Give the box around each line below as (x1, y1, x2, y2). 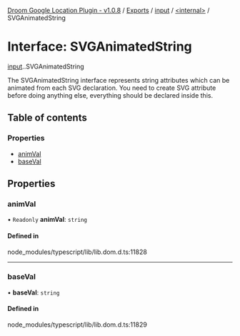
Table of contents (7, 112, 87, 124)
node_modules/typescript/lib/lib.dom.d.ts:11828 (7, 248, 148, 256)
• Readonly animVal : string (7, 215, 88, 224)
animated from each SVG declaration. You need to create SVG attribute (7, 83, 216, 92)
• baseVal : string (7, 288, 60, 297)
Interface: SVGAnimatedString (7, 39, 193, 55)
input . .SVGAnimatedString (7, 62, 84, 71)
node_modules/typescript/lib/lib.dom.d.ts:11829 (7, 320, 148, 329)
